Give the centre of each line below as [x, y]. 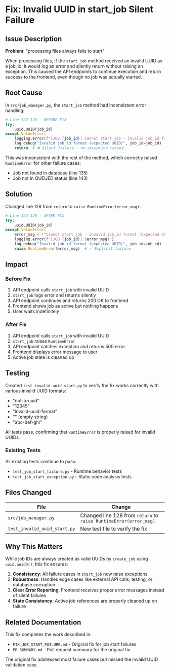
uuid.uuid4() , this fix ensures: [37, 564]
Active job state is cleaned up [43, 357]
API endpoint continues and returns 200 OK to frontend [70, 301]
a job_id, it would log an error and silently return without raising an [74, 66]
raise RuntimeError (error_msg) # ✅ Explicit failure [73, 249]
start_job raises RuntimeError [44, 341]
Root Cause [24, 93]
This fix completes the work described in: [49, 634]
